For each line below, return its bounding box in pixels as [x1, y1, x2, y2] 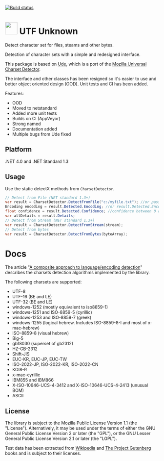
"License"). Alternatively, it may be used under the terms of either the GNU [5, 425, 156, 431]
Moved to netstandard [12, 105, 57, 111]
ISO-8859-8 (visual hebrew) [12, 330, 69, 336]
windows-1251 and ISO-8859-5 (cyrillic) [12, 309, 93, 315]
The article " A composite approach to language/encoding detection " [5, 264, 143, 270]
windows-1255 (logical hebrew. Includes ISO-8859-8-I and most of [12, 320, 147, 326]
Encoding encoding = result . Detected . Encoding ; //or [5, 204, 115, 209]
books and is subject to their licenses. [5, 450, 82, 456]
